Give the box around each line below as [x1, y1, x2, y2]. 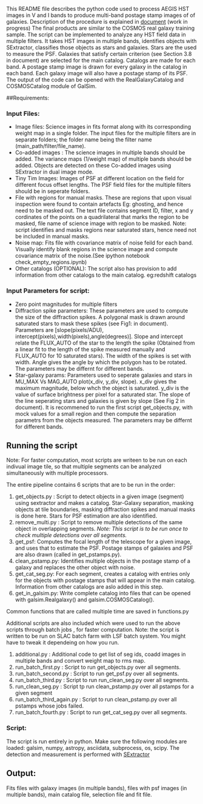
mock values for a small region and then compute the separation [15, 410, 176, 417]
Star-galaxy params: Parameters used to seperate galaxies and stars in [15, 371, 193, 379]
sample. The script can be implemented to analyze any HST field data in [6, 31, 186, 38]
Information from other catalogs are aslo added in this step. [15, 583, 164, 590]
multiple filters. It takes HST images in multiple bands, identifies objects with [6, 38, 197, 44]
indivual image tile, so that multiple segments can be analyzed [6, 463, 162, 470]
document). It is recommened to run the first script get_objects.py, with [15, 404, 193, 411]
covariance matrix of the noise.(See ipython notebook [15, 252, 150, 260]
